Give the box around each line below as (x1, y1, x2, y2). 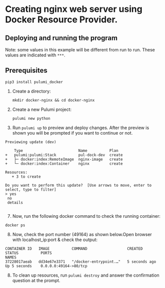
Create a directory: (12, 88, 51, 94)
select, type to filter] (5, 187, 56, 192)
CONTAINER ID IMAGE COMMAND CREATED (5, 246, 143, 251)
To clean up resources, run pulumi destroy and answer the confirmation (12, 272, 160, 278)
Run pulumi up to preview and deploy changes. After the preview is (12, 125, 150, 131)
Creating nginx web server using (5, 3, 143, 15)
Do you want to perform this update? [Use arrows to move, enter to (5, 183, 152, 188)
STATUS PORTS (5, 250, 52, 255)
